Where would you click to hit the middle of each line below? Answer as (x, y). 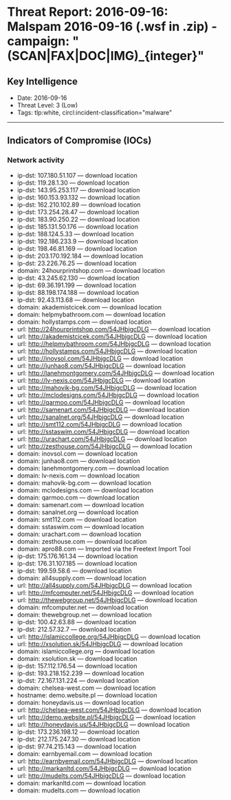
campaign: (38, 41)
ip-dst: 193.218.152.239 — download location (80, 673)
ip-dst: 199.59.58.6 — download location (74, 571)
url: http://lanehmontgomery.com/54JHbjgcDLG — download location (115, 373)
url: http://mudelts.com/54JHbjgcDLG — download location (101, 775)
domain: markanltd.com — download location (81, 783)
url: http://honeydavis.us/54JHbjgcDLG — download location (103, 724)
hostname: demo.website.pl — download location (87, 695)
